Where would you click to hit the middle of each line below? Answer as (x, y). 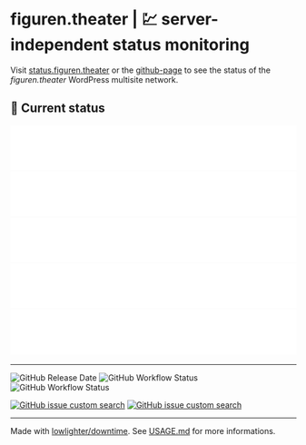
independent (60, 45)
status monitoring (181, 45)
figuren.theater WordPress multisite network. (94, 79)
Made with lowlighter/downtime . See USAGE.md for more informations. (143, 430)
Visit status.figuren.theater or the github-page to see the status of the (141, 70)
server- (190, 20)
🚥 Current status (58, 109)
